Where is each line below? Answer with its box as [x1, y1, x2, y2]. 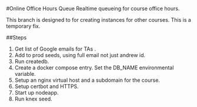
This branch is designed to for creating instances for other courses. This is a [6, 16, 191, 23]
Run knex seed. [14, 95, 52, 102]
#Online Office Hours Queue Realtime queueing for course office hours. [6, 5, 180, 12]
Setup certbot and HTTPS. [14, 83, 79, 90]
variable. [14, 71, 36, 77]
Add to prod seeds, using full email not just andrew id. [14, 52, 146, 58]
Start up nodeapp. [14, 89, 59, 96]
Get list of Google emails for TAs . [14, 45, 96, 52]
